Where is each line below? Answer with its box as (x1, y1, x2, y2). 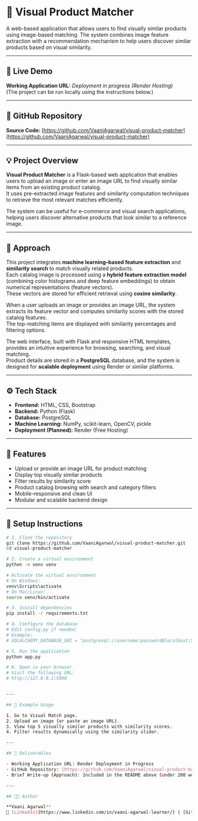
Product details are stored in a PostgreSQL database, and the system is (6, 357, 180, 364)
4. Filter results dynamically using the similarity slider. (6, 729, 160, 735)
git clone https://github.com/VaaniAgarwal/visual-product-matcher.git (6, 540, 186, 546)
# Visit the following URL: (6, 670, 75, 676)
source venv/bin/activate (6, 594, 70, 600)
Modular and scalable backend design (14, 496, 108, 503)
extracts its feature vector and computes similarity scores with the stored (6, 308, 184, 315)
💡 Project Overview (6, 155, 78, 165)
